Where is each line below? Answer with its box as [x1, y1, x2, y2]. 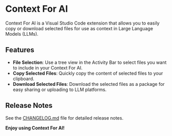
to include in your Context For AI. [12, 64, 83, 71]
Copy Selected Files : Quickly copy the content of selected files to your [12, 70, 163, 76]
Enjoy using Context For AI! [5, 125, 65, 131]
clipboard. [12, 75, 34, 82]
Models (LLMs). [5, 31, 39, 37]
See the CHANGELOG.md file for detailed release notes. [5, 115, 124, 121]
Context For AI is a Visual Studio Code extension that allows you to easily [5, 20, 160, 26]
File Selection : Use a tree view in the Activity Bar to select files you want [12, 59, 167, 65]
